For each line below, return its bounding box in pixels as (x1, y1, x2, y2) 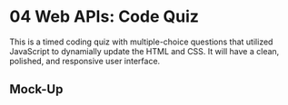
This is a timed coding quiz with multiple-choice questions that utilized (9, 36, 273, 47)
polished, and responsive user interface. (9, 55, 161, 66)
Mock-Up (9, 81, 64, 97)
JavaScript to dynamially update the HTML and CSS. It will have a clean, (9, 45, 280, 56)
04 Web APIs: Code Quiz (9, 6, 200, 27)
